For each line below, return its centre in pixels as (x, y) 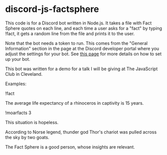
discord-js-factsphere (52, 9)
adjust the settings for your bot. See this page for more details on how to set (83, 54)
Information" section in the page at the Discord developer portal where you (82, 48)
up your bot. (18, 59)
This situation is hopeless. (32, 122)
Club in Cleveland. (24, 74)
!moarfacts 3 (18, 113)
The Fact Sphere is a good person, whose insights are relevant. (70, 147)
